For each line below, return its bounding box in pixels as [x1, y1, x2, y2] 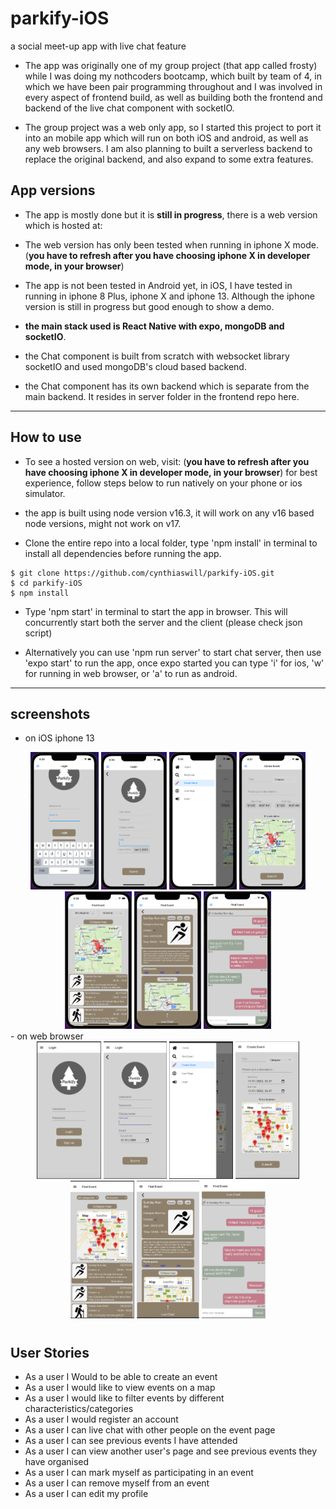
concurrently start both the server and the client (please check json [24, 616, 303, 628]
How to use [10, 429, 82, 446]
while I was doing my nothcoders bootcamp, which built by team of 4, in [24, 70, 322, 82]
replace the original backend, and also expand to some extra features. [24, 153, 314, 165]
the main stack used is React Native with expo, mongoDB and [24, 320, 285, 332]
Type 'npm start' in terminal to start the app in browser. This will [24, 605, 288, 617]
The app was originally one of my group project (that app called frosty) [24, 59, 318, 71]
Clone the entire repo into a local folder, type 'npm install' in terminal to [24, 537, 318, 549]
